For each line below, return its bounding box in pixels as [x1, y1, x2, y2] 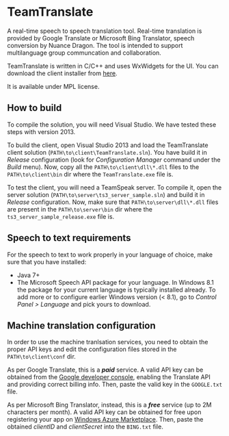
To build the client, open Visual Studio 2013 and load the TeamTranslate [7, 141, 208, 149]
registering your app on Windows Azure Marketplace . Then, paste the [7, 415, 204, 424]
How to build [7, 102, 62, 114]
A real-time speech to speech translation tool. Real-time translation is [7, 27, 202, 35]
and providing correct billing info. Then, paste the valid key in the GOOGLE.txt [7, 381, 223, 389]
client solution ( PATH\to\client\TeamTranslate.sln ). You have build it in [7, 148, 207, 156]
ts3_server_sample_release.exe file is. [7, 212, 115, 220]
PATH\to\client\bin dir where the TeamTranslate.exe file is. [7, 170, 174, 178]
